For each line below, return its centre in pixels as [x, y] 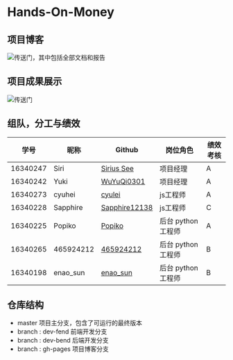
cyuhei [64, 194]
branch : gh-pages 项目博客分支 [63, 349]
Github [127, 149]
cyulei [111, 194]
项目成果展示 [35, 82]
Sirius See [117, 168]
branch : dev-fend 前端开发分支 [62, 332]
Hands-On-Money [61, 12]
